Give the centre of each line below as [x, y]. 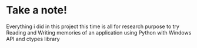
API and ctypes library [33, 39]
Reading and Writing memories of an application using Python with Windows [99, 32]
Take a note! [37, 10]
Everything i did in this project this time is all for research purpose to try [93, 26]
